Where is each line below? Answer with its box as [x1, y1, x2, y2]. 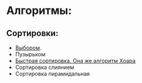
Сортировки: [6, 28, 59, 38]
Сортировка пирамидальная [15, 70, 90, 77]
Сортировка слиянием [15, 63, 74, 71]
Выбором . [15, 44, 41, 51]
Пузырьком [15, 51, 46, 58]
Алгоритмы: [6, 4, 72, 18]
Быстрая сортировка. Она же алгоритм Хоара [15, 57, 136, 64]
